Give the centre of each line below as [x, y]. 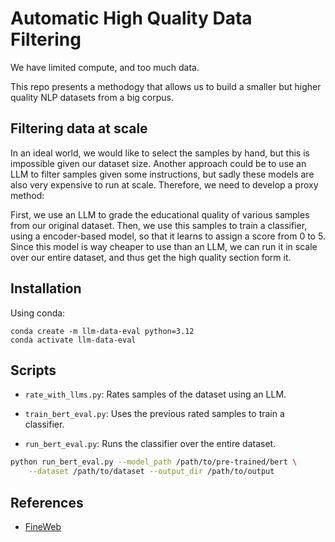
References [47, 502]
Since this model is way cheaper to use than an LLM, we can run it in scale [164, 246]
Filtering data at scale [79, 128]
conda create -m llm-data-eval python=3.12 [102, 331]
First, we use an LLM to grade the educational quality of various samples [160, 214]
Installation [46, 288]
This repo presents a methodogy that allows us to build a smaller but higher [166, 86]
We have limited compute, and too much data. [105, 67]
